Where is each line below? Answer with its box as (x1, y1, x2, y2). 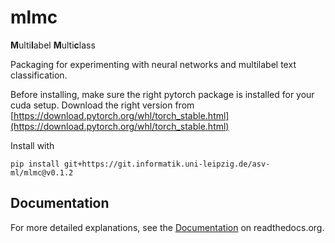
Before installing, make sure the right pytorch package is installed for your (10, 88, 315, 100)
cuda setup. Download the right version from (10, 99, 195, 111)
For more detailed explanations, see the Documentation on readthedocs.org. (10, 221, 325, 233)
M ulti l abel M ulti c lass (10, 39, 96, 51)
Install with (10, 139, 55, 151)
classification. (10, 69, 68, 81)
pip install (10, 159, 60, 169)
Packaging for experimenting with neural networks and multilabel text (10, 58, 297, 70)
